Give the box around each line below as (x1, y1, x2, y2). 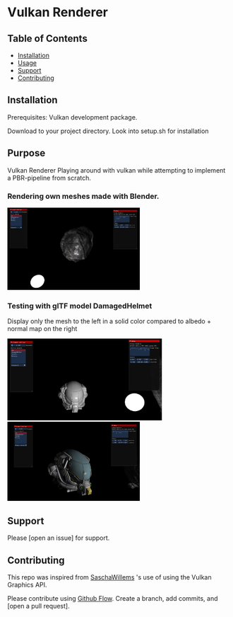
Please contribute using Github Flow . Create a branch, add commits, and (7, 594, 218, 602)
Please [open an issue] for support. (7, 534, 110, 542)
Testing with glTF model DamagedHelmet (7, 301, 153, 311)
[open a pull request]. (7, 602, 70, 610)
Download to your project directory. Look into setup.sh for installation (7, 127, 209, 135)
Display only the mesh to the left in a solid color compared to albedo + (7, 316, 212, 325)
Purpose (7, 147, 46, 159)
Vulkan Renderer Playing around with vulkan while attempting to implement (7, 166, 226, 174)
